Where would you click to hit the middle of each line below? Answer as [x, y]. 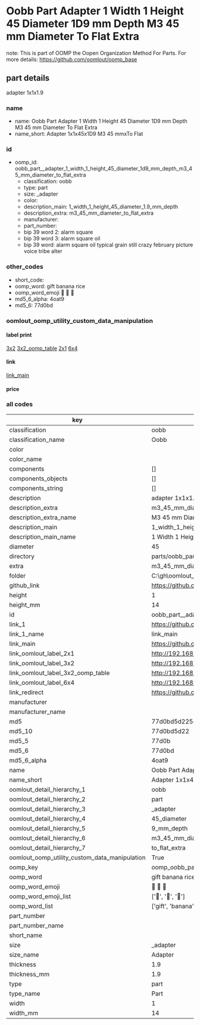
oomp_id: [26, 162]
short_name [26, 935]
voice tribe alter [43, 251]
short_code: [29, 280]
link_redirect [26, 692]
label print [19, 335]
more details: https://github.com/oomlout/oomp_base [72, 59]
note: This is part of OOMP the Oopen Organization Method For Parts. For [96, 53]
